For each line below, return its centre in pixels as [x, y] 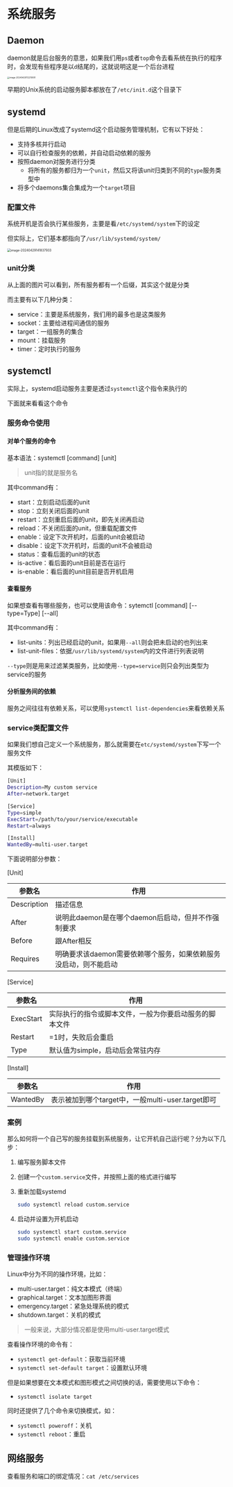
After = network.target [38, 794]
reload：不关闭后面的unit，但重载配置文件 [77, 528]
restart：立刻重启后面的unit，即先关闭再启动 [80, 519]
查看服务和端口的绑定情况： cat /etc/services [73, 1477]
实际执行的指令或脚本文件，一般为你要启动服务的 [129, 1014]
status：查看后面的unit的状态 [59, 554]
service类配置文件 [38, 728]
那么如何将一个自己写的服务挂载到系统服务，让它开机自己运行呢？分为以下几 [116, 1139]
